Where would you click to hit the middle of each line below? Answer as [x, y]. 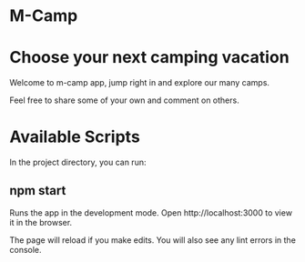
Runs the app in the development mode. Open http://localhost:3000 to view [151, 212]
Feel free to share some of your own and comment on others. [124, 100]
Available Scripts [75, 137]
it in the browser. [41, 222]
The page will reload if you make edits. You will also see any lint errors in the [152, 240]
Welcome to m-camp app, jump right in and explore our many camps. [140, 83]
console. [26, 249]
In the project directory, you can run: [78, 162]
